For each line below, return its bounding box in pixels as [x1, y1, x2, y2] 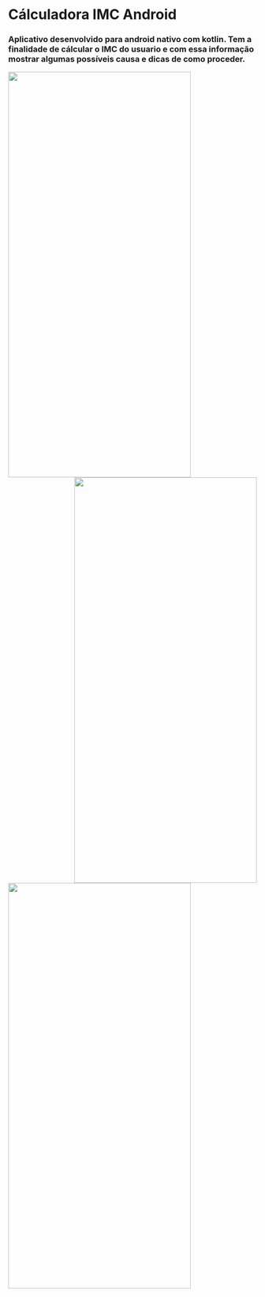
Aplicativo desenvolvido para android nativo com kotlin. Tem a [8, 34, 252, 45]
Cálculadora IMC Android [8, 6, 177, 24]
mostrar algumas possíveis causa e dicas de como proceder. [8, 54, 246, 65]
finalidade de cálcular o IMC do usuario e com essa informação [8, 44, 255, 55]
